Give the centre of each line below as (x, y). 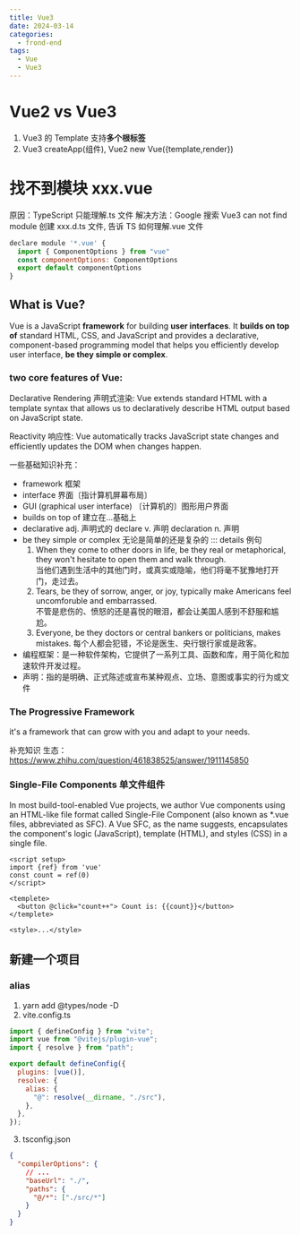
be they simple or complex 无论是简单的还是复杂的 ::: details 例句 (142, 540)
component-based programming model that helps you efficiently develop (144, 345)
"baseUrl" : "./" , (58, 1180)
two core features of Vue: (66, 377)
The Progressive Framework (72, 712)
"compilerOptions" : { (58, 1164)
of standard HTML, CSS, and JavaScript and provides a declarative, (134, 335)
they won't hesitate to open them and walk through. (131, 560)
